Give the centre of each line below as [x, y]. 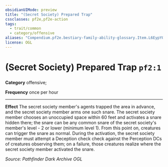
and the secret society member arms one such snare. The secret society [80, 112]
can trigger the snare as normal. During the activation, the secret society [80, 133]
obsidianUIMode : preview [31, 10]
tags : [11, 24]
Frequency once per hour [32, 92]
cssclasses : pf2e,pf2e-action [37, 19]
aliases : [14, 38]
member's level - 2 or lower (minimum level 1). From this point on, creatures [83, 128]
